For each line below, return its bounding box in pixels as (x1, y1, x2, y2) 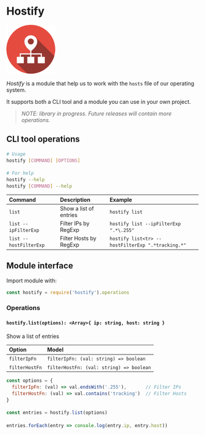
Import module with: (6, 276, 57, 284)
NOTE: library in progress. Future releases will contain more (21, 110, 172, 117)
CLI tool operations (6, 134, 81, 145)
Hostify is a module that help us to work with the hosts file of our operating (6, 79, 195, 87)
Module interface (6, 261, 73, 271)
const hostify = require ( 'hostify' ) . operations (6, 289, 130, 295)
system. (6, 86, 26, 93)
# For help (6, 170, 34, 176)
